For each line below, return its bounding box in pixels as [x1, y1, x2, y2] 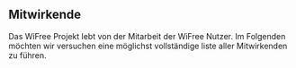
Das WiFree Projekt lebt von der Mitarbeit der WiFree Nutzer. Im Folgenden [8, 30, 286, 41]
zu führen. [8, 49, 47, 61]
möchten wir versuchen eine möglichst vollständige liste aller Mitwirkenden [8, 40, 288, 51]
